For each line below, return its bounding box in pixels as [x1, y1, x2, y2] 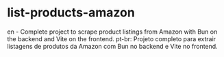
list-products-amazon [7, 5, 135, 21]
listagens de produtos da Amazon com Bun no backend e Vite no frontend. [7, 42, 218, 50]
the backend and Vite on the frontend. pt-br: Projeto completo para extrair [7, 34, 216, 43]
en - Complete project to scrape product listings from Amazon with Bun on [7, 27, 218, 36]
